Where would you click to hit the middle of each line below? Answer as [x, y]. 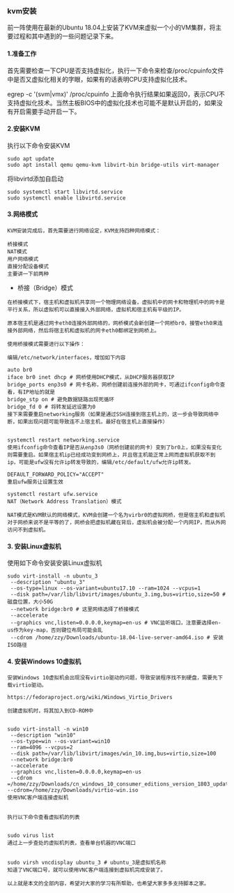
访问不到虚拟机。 [28, 530]
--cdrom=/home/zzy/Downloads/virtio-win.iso [73, 790]
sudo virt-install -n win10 [48, 729]
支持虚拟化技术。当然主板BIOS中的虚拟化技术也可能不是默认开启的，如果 [112, 103]
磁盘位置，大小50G [30, 602]
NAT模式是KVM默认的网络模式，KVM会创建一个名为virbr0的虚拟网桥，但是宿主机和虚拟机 [116, 515]
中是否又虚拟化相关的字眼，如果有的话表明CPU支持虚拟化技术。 [99, 79]
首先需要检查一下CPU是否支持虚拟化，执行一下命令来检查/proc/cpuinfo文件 [116, 70]
